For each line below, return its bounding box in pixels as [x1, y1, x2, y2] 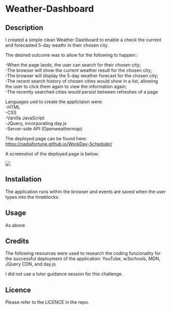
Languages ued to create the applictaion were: [5, 99, 103, 105]
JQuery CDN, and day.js [5, 261, 56, 267]
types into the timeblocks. [5, 194, 60, 200]
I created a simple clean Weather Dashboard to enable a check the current [5, 37, 162, 43]
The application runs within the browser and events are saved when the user [5, 189, 166, 195]
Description [5, 23, 43, 32]
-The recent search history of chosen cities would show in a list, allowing [5, 78, 158, 84]
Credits [5, 237, 30, 245]
